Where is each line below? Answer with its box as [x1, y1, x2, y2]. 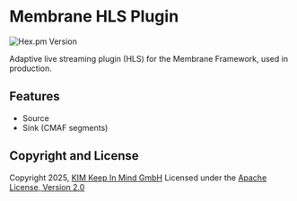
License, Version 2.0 [9, 181, 85, 192]
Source [22, 112, 49, 123]
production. [9, 63, 52, 74]
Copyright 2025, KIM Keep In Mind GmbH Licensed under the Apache [9, 172, 267, 183]
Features [9, 89, 60, 104]
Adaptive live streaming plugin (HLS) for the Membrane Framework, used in [9, 53, 289, 64]
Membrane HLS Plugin [9, 6, 179, 27]
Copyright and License [9, 148, 139, 163]
